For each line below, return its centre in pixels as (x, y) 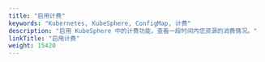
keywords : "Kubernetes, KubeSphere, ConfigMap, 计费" (100, 23)
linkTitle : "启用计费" (44, 38)
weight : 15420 (32, 46)
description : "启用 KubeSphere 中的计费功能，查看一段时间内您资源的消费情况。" (133, 31)
